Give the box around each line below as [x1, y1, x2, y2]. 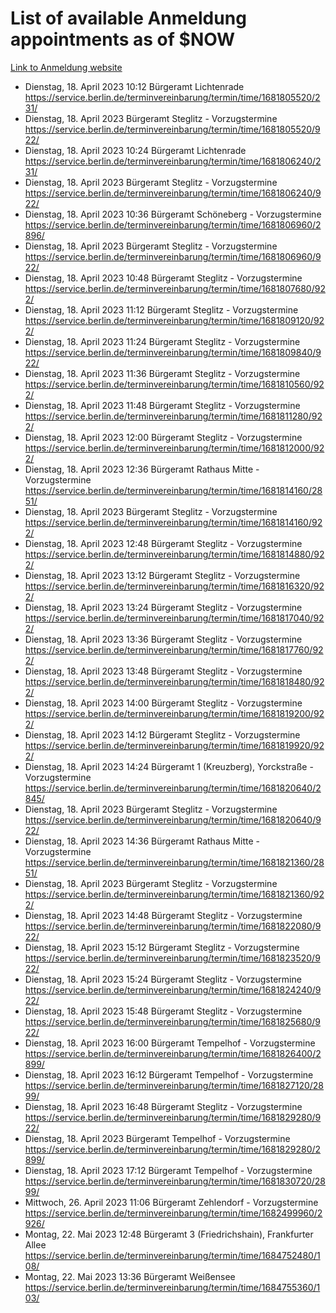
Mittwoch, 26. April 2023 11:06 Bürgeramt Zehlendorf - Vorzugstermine [24, 1196, 319, 1208]
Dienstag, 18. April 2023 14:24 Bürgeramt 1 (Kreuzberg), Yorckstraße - [24, 760, 314, 772]
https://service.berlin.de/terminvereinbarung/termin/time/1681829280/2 [24, 1143, 322, 1155]
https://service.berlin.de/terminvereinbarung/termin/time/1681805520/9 [24, 123, 321, 135]
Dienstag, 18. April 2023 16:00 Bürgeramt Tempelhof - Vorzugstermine [24, 1037, 316, 1049]
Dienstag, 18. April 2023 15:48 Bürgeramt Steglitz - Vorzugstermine [24, 1005, 303, 1017]
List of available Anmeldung [10, 7, 247, 30]
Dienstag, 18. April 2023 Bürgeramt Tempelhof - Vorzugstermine [24, 1132, 291, 1144]
